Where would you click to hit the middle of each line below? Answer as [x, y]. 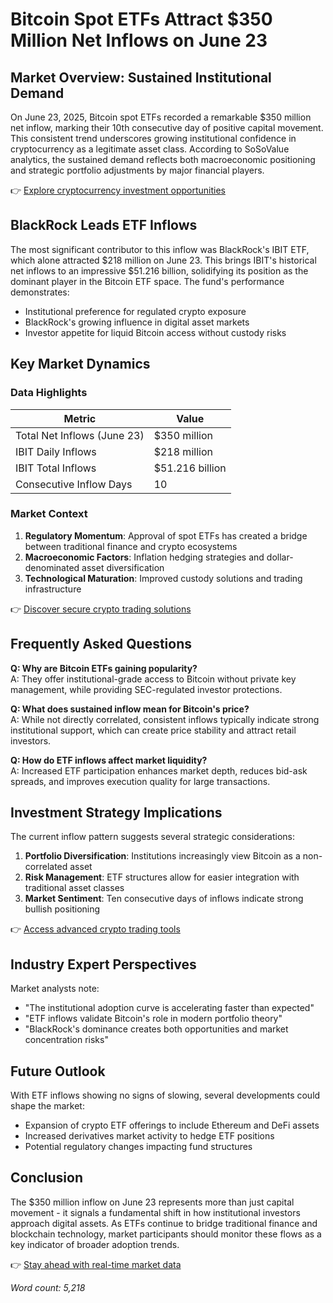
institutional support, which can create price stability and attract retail [153, 730]
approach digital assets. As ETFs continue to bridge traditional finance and [164, 1223]
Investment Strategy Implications [116, 812]
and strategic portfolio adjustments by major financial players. [137, 170]
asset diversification [123, 567]
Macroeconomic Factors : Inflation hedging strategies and [144, 557]
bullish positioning [62, 909]
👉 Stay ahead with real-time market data [96, 1264]
